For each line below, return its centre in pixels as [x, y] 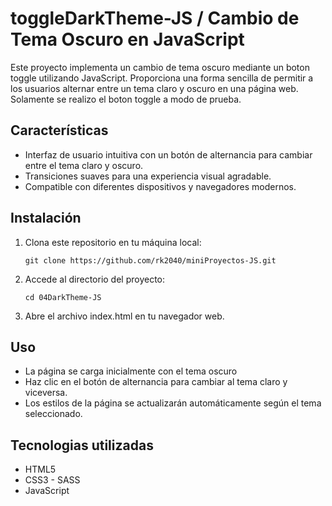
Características [59, 130]
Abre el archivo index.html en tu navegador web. [124, 316]
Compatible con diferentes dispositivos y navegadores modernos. [160, 186]
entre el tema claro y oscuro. [84, 165]
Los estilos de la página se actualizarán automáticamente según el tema [173, 403]
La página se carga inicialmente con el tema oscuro [131, 371]
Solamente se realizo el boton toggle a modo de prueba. [126, 99]
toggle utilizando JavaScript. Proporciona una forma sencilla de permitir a [162, 78]
